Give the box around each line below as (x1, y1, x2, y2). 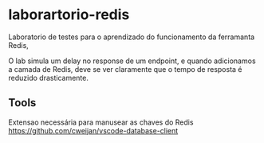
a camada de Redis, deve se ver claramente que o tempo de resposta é (8, 64, 242, 73)
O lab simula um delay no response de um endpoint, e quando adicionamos (8, 56, 257, 66)
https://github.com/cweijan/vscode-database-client (8, 125, 179, 135)
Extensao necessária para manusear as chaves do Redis (8, 117, 194, 127)
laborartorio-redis (8, 6, 130, 24)
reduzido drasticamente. (8, 73, 89, 82)
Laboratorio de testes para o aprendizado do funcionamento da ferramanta (8, 32, 255, 42)
